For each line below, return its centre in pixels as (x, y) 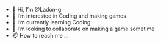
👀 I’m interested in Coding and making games (69, 16)
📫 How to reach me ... (40, 36)
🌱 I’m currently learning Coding (51, 22)
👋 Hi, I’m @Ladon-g (37, 9)
